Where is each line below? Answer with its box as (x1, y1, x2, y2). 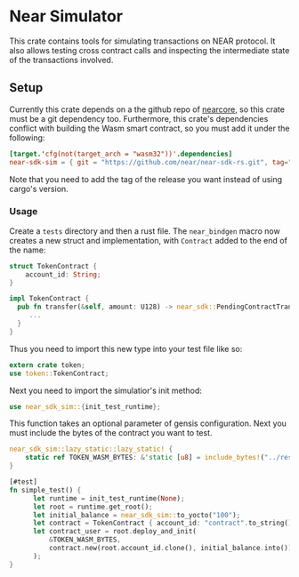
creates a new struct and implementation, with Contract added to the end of (9, 235, 287, 245)
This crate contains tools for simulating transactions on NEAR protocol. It (9, 36, 276, 46)
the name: (9, 244, 46, 255)
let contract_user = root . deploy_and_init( (32, 527, 198, 536)
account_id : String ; (25, 269, 101, 279)
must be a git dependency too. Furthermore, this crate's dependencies (9, 113, 269, 124)
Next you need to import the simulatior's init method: (9, 385, 203, 396)
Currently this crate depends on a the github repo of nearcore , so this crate (9, 104, 285, 115)
